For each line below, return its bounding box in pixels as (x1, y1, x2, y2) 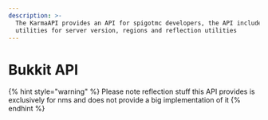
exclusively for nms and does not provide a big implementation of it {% (8, 95, 241, 105)
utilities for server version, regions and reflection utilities (15, 26, 238, 34)
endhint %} (8, 104, 45, 114)
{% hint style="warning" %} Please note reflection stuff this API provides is (8, 87, 255, 96)
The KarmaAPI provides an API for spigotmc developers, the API (15, 19, 234, 27)
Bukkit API (8, 60, 78, 79)
